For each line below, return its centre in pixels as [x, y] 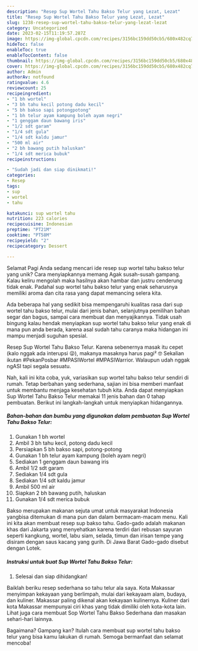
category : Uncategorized [37, 28]
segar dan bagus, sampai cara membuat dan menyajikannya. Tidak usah [94, 317]
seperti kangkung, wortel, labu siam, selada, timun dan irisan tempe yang [95, 536]
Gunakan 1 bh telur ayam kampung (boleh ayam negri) [80, 456]
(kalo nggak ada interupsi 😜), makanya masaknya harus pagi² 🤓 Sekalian [95, 353]
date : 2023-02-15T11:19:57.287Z [46, 34]
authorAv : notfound [31, 77]
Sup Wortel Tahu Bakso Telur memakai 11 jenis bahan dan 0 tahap [86, 396]
